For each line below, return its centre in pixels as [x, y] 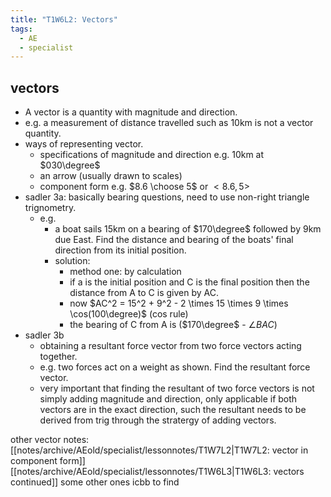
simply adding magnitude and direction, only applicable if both [168, 399]
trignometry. [50, 208]
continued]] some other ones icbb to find [95, 482]
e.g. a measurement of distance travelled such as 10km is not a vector [169, 123]
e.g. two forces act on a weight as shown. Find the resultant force [175, 367]
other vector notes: [50, 440]
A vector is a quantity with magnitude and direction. [131, 112]
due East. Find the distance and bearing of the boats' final [174, 240]
